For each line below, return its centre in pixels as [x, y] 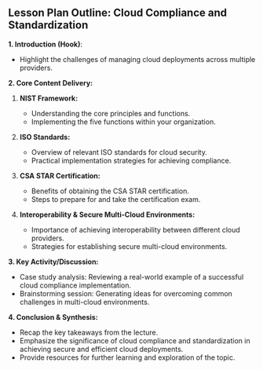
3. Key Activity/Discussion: [53, 262]
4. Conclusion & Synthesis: [53, 317]
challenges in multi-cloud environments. [84, 302]
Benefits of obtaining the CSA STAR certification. [110, 191]
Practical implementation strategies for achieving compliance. [131, 160]
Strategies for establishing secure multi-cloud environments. [129, 246]
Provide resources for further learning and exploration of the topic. [127, 357]
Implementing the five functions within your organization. [123, 122]
